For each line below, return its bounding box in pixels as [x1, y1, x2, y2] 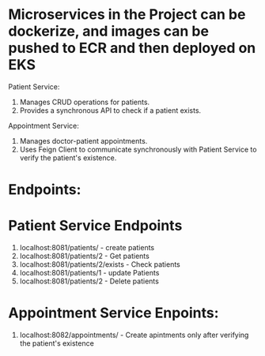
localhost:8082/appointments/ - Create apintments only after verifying [19, 330, 249, 339]
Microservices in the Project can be [8, 6, 246, 24]
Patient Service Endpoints [8, 217, 183, 234]
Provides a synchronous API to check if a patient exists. [19, 105, 202, 115]
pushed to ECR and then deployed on [8, 39, 256, 57]
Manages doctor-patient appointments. [19, 136, 148, 145]
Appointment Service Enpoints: [8, 304, 219, 322]
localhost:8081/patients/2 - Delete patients [19, 276, 160, 286]
